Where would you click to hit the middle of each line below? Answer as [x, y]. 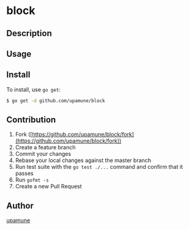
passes [24, 173]
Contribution [31, 120]
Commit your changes [43, 154]
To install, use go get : [34, 89]
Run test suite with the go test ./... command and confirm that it [99, 167]
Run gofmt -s [32, 180]
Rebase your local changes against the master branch [83, 160]
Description [29, 33]
